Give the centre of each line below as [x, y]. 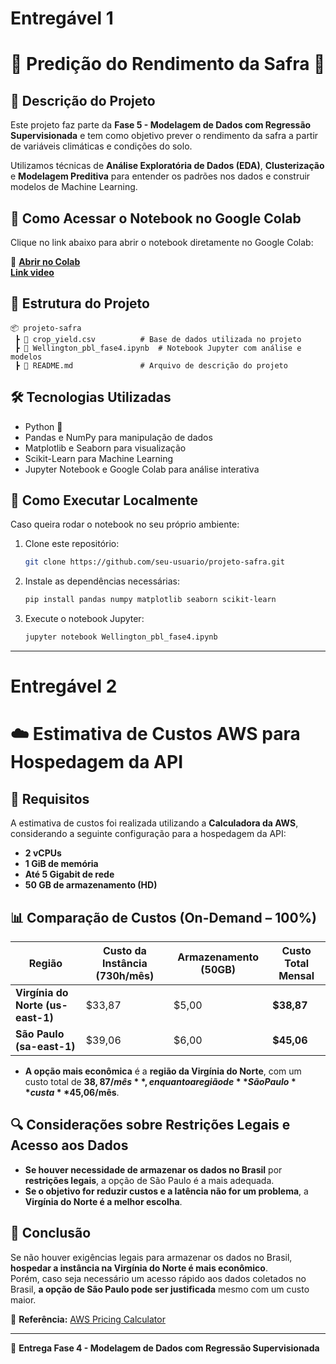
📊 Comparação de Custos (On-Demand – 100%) [163, 917]
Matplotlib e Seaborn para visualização [105, 448]
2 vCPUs [43, 853]
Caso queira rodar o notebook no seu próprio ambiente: [125, 524]
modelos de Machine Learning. [74, 187]
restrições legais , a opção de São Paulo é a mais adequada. [149, 1180]
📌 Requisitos [50, 798]
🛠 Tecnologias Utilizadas [91, 397]
